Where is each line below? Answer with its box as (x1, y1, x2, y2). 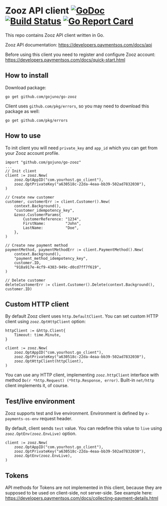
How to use (5, 131, 41, 140)
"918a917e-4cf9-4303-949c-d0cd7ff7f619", (14, 265, 101, 270)
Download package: (5, 84, 46, 90)
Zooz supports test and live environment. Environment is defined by (5, 410, 145, 417)
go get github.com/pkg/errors (5, 118, 68, 123)
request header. (39, 416, 73, 422)
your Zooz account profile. (5, 150, 60, 156)
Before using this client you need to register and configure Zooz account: (5, 51, 156, 57)
